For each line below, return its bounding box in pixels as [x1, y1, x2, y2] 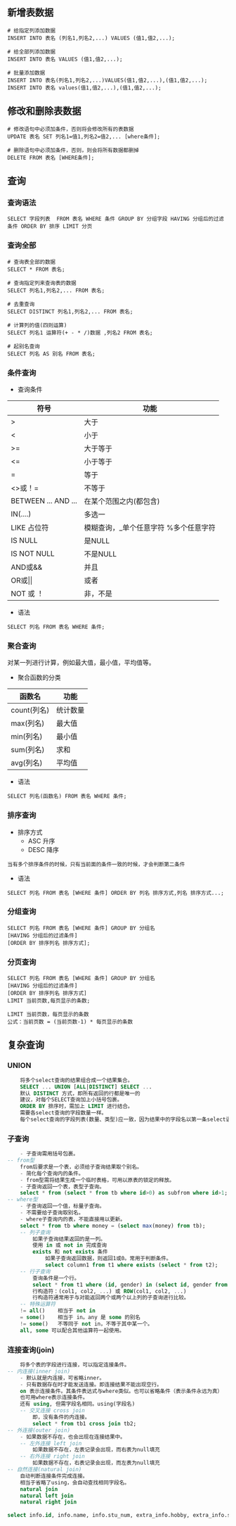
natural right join [20, 1499, 77, 1506]
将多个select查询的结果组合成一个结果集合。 [20, 1076, 133, 1083]
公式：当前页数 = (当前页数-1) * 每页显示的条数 [7, 1019, 133, 1026]
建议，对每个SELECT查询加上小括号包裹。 [20, 1096, 123, 1103]
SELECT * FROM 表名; [7, 266, 65, 273]
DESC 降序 [27, 845, 60, 853]
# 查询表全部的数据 [7, 258, 56, 265]
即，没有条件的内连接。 [32, 1413, 91, 1420]
